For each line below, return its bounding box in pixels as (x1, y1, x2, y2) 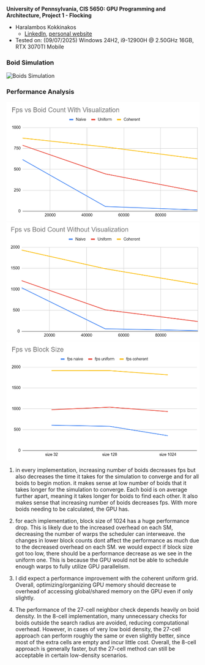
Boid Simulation (6, 58, 54, 67)
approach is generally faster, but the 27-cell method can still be (15, 645, 176, 652)
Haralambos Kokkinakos (15, 24, 76, 31)
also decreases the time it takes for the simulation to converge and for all (15, 473, 199, 480)
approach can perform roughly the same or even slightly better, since (15, 632, 190, 639)
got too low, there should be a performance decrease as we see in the (15, 549, 192, 557)
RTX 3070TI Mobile (15, 43, 64, 50)
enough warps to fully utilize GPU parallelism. (15, 563, 130, 570)
